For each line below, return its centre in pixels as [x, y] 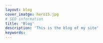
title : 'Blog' [20, 23]
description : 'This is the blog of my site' [52, 28]
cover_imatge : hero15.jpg [32, 14]
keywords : [15, 33]
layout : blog [19, 10]
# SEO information [24, 19]
